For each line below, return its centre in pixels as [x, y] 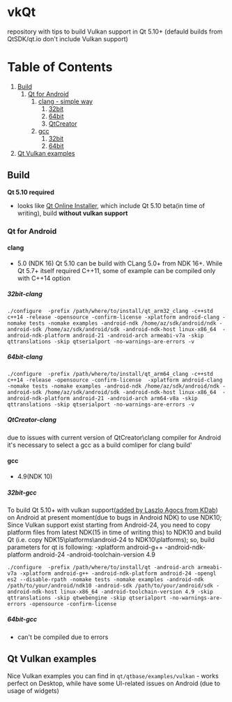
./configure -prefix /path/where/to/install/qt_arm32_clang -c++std [110, 311]
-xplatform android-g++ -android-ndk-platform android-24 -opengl [118, 573]
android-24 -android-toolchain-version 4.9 [94, 554]
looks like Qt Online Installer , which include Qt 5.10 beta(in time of [111, 205]
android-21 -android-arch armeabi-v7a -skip [138, 335]
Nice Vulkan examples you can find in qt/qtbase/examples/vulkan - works [113, 675]
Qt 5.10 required [31, 192]
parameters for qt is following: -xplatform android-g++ [85, 547]
